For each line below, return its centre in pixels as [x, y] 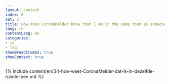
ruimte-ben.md [21, 77]
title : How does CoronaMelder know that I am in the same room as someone [86, 24]
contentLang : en [22, 33]
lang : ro [14, 29]
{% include [17, 71]
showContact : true [25, 57]
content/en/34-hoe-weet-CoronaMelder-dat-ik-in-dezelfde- [92, 71]
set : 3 [12, 19]
